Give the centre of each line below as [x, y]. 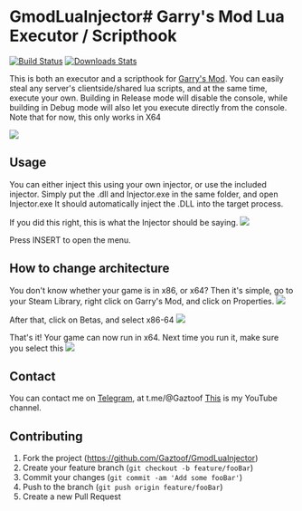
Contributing [46, 436]
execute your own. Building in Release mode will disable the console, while [148, 98]
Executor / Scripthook [93, 36]
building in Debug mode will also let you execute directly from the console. [148, 107]
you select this [37, 348]
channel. [26, 408]
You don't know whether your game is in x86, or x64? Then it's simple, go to [151, 290]
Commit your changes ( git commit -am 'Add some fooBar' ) [132, 477]
